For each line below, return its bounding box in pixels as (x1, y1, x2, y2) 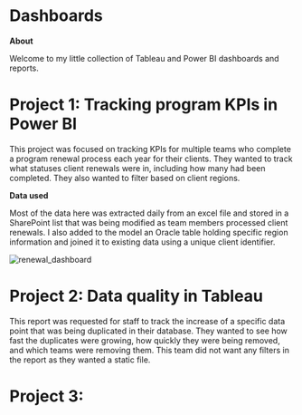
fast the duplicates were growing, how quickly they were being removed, (9, 334, 280, 345)
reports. (9, 63, 39, 73)
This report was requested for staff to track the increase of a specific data (9, 315, 286, 326)
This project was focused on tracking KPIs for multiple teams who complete (9, 143, 292, 154)
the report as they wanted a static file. (9, 354, 151, 365)
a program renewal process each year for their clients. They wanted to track (9, 153, 293, 164)
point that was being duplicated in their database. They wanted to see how (9, 325, 288, 336)
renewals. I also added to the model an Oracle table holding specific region (9, 227, 288, 237)
